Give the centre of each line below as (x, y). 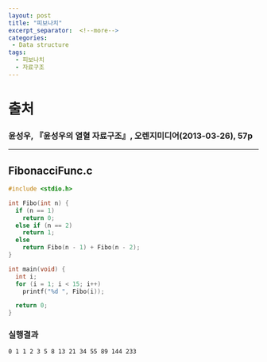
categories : (28, 38)
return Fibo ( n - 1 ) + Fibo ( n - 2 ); (81, 248)
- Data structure (40, 45)
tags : (17, 52)
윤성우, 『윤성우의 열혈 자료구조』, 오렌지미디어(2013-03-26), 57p (130, 136)
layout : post (30, 15)
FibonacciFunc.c (50, 170)
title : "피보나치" (35, 23)
